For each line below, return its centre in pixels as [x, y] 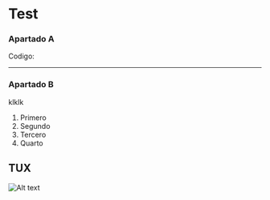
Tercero [33, 134]
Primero [33, 118]
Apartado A [31, 39]
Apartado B [31, 85]
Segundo [35, 126]
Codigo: [21, 56]
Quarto [31, 143]
